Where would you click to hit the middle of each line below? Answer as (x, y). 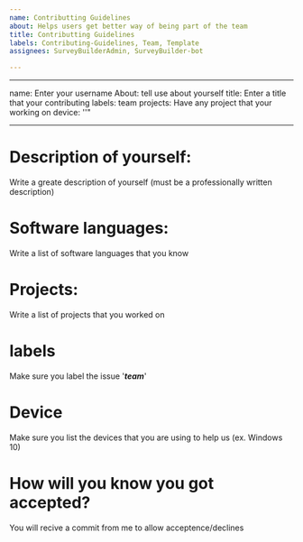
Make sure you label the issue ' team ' (78, 376)
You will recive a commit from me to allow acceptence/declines (127, 528)
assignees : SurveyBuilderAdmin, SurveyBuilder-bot (106, 51)
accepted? (50, 502)
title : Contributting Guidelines (72, 34)
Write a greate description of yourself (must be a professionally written (141, 182)
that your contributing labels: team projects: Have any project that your (141, 103)
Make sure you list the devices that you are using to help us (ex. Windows (146, 437)
